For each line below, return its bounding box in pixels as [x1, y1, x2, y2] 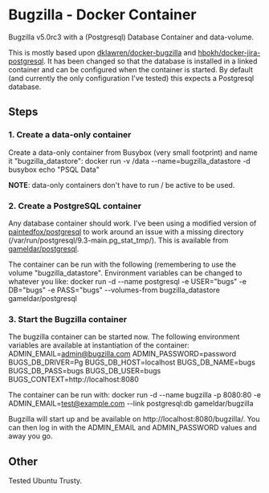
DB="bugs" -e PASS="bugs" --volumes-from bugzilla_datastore [8, 285, 221, 295]
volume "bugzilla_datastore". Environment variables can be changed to [8, 267, 243, 278]
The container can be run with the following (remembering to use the [8, 259, 237, 269]
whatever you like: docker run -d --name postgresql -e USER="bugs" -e [8, 276, 247, 286]
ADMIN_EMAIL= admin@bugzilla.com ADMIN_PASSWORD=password [8, 349, 237, 359]
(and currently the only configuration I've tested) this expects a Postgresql [8, 73, 255, 83]
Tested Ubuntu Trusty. [8, 476, 83, 486]
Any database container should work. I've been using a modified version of [8, 218, 257, 228]
